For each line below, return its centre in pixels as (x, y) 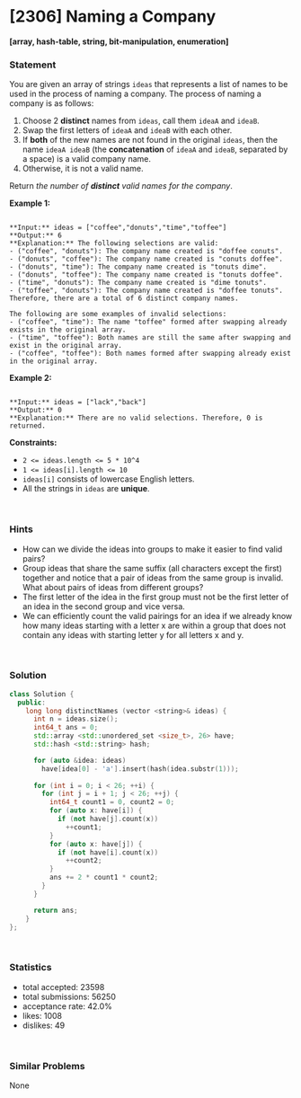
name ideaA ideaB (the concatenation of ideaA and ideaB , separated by (155, 149)
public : (32, 703)
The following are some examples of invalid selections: (118, 314)
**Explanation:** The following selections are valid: (114, 244)
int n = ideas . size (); (75, 719)
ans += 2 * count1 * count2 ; (104, 878)
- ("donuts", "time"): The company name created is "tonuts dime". (138, 267)
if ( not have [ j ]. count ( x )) (108, 819)
